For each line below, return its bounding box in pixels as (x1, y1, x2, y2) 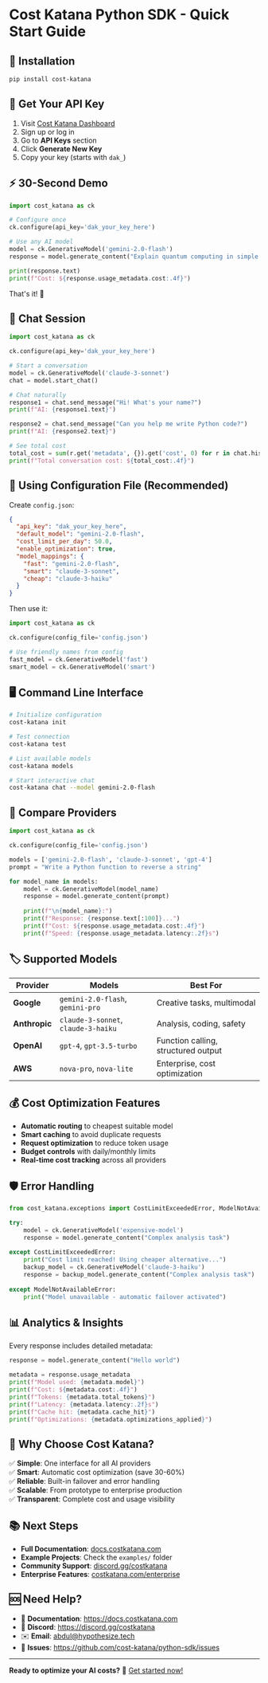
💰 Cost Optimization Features (9, 1096, 161, 1109)
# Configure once (9, 216, 67, 224)
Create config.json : (9, 500, 75, 509)
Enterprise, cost (156, 1058, 216, 1069)
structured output (156, 1045, 222, 1057)
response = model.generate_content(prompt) (23, 892, 170, 900)
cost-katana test (9, 739, 67, 748)
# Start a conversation (9, 362, 88, 370)
